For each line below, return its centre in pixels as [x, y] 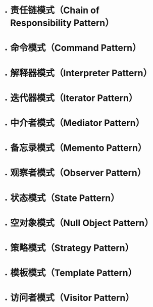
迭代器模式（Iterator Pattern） [74, 98]
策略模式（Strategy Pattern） [72, 248]
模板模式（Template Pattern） [73, 273]
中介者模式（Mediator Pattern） [77, 123]
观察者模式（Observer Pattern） [78, 173]
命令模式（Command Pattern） [75, 48]
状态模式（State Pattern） [65, 198]
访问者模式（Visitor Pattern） [72, 298]
